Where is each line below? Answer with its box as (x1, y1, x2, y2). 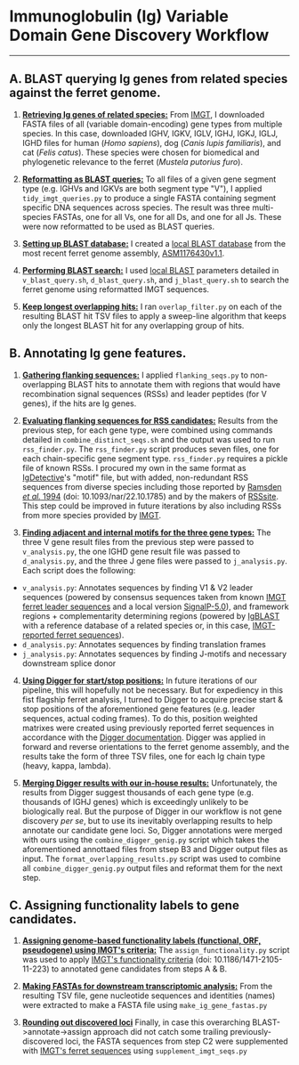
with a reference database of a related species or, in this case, (21, 620, 251, 630)
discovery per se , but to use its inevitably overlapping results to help (21, 815, 273, 825)
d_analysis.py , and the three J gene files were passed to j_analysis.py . (21, 555, 287, 566)
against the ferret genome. (9, 85, 161, 101)
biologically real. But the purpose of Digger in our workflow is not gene (21, 806, 282, 817)
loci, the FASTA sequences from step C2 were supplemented (65, 1036, 288, 1047)
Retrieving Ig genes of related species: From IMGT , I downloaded (21, 109, 265, 119)
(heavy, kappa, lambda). (21, 760, 111, 771)
